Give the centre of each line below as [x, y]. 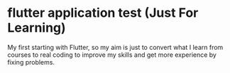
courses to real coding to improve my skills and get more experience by [112, 55]
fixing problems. [31, 62]
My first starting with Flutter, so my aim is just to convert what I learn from [115, 47]
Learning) [37, 28]
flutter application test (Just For [103, 13]
